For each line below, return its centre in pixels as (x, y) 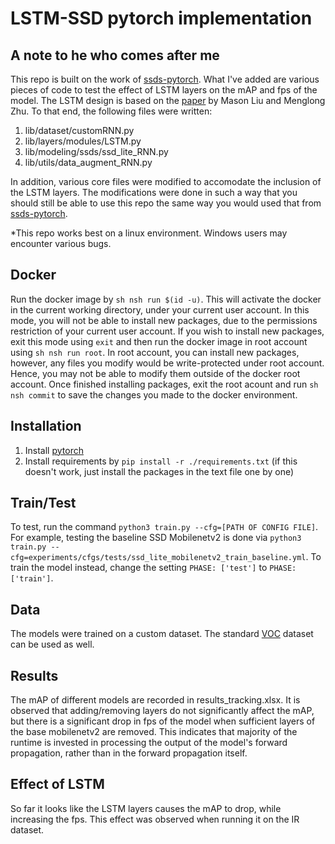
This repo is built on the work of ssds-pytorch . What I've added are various (165, 79)
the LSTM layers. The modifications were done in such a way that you (154, 192)
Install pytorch (54, 450)
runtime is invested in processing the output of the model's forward (149, 743)
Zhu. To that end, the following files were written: (111, 111)
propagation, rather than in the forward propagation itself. (129, 753)
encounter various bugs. (61, 243)
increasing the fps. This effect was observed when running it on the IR (155, 819)
